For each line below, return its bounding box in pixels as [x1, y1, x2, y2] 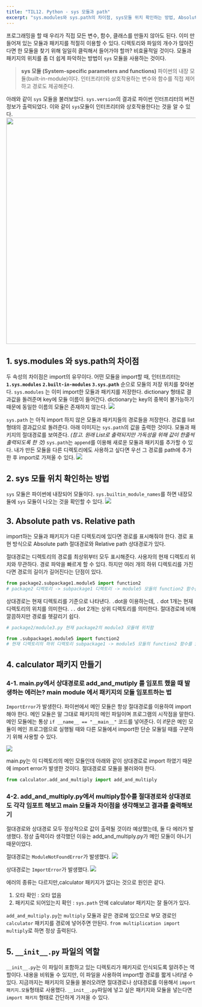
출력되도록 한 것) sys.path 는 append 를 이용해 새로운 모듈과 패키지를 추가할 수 [6, 439, 187, 446]
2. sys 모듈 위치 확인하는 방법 [6, 473, 109, 484]
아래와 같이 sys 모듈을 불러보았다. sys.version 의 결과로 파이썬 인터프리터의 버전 [6, 95, 195, 103]
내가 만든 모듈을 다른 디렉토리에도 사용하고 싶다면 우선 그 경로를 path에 [14, 446, 181, 453]
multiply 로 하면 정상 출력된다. [6, 927, 78, 935]
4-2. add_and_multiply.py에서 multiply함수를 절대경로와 [6, 792, 167, 801]
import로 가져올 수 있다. [19, 454, 75, 461]
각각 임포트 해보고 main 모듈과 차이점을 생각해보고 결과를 [13, 801, 169, 810]
